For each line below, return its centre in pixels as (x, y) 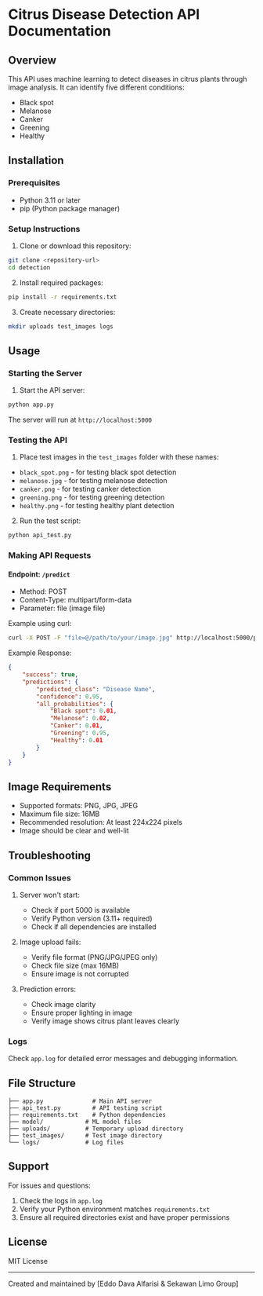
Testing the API (38, 440)
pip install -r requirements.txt (63, 297)
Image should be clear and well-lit (74, 831)
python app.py (31, 405)
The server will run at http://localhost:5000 (80, 420)
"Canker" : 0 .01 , (76, 726)
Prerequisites (34, 183)
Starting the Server (45, 373)
